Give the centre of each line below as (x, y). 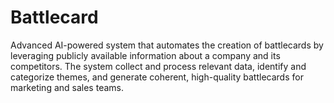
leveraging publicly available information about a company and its (145, 55)
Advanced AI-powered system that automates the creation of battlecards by (167, 45)
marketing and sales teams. (67, 87)
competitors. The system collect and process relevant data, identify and (158, 66)
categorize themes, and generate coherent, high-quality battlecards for (157, 77)
